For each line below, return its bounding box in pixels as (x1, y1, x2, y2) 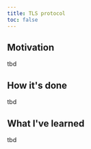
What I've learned (7, 118, 85, 129)
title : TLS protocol (7, 10, 66, 17)
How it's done (7, 79, 67, 91)
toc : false (7, 16, 38, 23)
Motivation (7, 42, 55, 53)
